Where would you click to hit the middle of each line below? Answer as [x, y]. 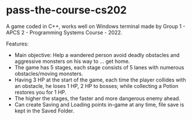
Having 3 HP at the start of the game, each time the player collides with [100, 80]
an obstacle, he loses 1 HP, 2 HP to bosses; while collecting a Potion [97, 86]
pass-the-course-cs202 [67, 10]
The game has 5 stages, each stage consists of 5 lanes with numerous [99, 67]
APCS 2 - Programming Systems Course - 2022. [64, 32]
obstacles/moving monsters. [49, 73]
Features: [18, 44]
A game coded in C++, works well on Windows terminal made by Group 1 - [96, 26]
